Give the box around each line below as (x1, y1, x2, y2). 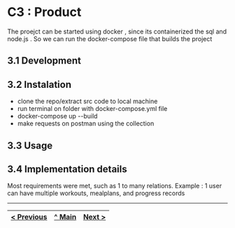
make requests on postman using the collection (17, 119, 155, 128)
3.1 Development (7, 55, 82, 67)
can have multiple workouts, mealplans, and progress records (7, 189, 185, 197)
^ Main (54, 212, 77, 222)
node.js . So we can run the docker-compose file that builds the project (7, 34, 213, 43)
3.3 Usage (7, 139, 53, 151)
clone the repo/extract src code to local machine (17, 97, 158, 105)
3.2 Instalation (7, 78, 72, 91)
